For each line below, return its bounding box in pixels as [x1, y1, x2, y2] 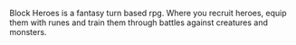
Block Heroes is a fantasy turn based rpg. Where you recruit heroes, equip [9, 8, 287, 18]
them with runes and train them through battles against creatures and [9, 17, 269, 28]
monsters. [9, 27, 47, 37]
